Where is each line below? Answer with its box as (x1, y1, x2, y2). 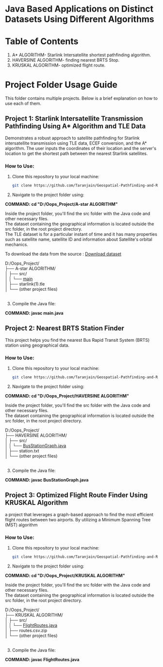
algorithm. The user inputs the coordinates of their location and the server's (5, 145, 157, 151)
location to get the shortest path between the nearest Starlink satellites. (5, 150, 148, 156)
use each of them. (5, 100, 41, 106)
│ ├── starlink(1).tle (5, 281, 45, 287)
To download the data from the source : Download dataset (5, 251, 122, 257)
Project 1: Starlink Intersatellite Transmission (5, 115, 143, 123)
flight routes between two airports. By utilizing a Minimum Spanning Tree (5, 517, 151, 522)
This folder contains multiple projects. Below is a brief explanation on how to (5, 96, 158, 101)
